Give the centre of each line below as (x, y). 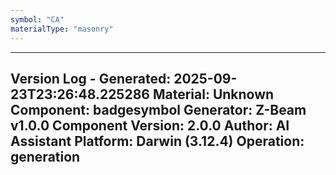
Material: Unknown (213, 94)
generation (45, 156)
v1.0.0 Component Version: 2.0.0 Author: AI (150, 125)
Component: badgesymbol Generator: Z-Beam (158, 109)
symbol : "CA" (37, 19)
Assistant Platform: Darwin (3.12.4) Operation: (157, 141)
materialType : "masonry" (62, 29)
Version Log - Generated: (91, 78)
